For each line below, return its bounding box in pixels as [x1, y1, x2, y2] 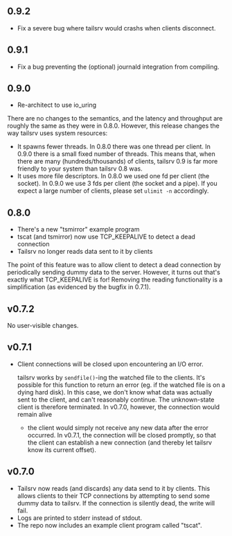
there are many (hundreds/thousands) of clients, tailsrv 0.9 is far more [17, 157, 218, 166]
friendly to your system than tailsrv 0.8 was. [17, 164, 143, 173]
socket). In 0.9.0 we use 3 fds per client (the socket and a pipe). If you [17, 180, 218, 188]
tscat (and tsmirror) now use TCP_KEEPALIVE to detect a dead [17, 232, 196, 241]
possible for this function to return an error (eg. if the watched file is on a [17, 381, 226, 389]
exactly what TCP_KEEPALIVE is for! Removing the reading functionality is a [7, 275, 223, 284]
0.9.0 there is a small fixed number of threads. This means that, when [17, 150, 216, 158]
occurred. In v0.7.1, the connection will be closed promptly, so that [27, 431, 217, 439]
